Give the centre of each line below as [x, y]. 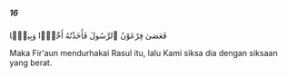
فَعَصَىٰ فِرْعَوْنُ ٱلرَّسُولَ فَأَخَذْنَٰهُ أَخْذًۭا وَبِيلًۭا [88, 35]
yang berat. [31, 63]
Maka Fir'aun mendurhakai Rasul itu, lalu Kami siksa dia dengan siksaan [144, 53]
